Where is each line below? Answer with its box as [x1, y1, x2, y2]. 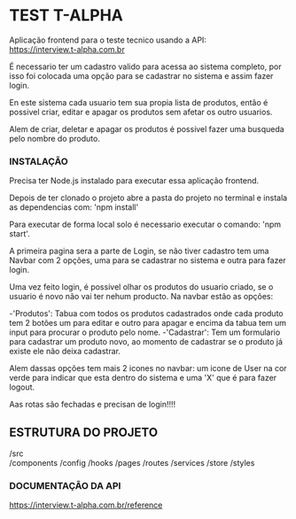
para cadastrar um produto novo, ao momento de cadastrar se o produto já [9, 337, 284, 347]
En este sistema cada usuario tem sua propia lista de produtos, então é [9, 97, 269, 107]
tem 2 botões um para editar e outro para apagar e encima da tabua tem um [9, 318, 286, 329]
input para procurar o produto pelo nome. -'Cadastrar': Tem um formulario [9, 327, 281, 337]
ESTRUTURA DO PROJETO [9, 424, 158, 439]
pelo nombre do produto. [9, 133, 100, 143]
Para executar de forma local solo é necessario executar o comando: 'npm [9, 219, 282, 230]
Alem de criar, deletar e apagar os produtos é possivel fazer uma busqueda [9, 123, 285, 134]
